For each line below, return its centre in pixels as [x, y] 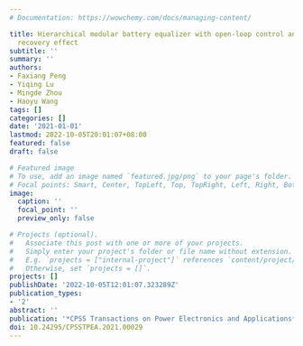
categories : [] [38, 118]
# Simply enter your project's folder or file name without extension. [151, 251]
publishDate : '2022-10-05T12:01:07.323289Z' [94, 285]
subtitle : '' [34, 51]
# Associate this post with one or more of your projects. [127, 243]
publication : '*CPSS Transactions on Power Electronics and [125, 318]
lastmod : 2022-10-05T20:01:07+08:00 [78, 135]
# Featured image [42, 168]
